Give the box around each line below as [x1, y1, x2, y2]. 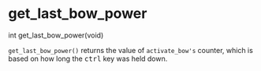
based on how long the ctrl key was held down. [8, 54, 168, 63]
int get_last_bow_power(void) [8, 30, 104, 40]
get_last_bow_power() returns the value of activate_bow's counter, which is [8, 45, 254, 55]
